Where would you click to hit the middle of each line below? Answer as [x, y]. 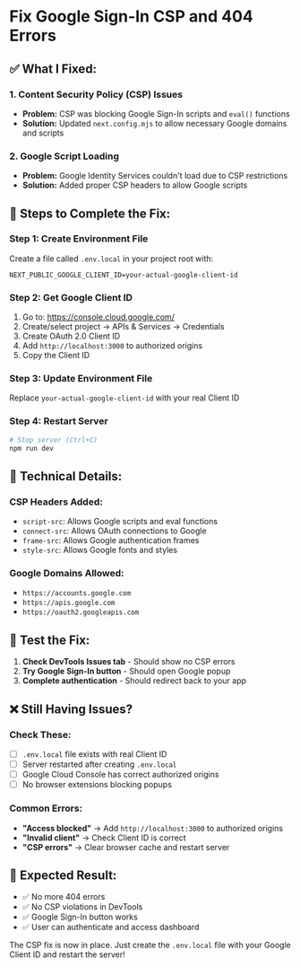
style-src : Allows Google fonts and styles [99, 550]
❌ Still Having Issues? [71, 709]
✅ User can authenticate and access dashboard [111, 927]
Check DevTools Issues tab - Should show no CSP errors [129, 662]
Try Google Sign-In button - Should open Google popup [126, 672]
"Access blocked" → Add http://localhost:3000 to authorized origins [153, 828]
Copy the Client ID [56, 356]
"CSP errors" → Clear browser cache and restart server [126, 847]
